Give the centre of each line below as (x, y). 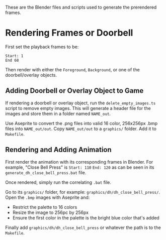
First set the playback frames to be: (42, 47)
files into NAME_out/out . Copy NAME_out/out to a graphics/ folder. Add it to (81, 129)
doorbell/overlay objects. (31, 75)
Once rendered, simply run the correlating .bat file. (58, 182)
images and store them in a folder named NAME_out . (58, 113)
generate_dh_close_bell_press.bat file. (46, 172)
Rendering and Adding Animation (58, 150)
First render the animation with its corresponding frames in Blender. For (79, 162)
